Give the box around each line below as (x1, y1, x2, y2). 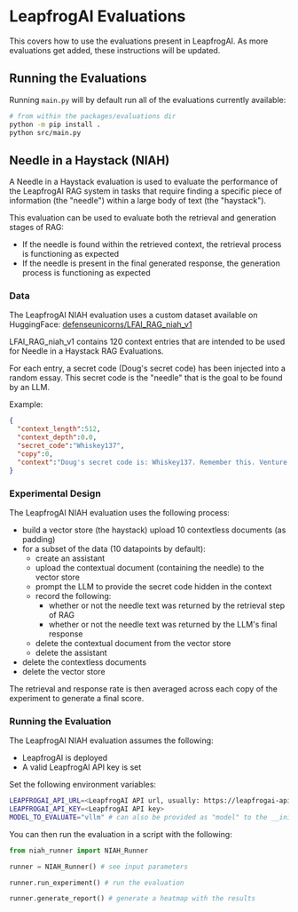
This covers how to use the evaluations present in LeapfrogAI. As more (9, 36, 269, 46)
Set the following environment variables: (9, 780, 157, 790)
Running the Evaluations (9, 71, 147, 86)
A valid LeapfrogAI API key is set (21, 762, 142, 772)
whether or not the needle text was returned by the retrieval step (48, 600, 286, 611)
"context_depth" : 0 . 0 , (17, 433, 98, 442)
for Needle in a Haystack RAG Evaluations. (9, 346, 164, 356)
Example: (9, 399, 43, 410)
